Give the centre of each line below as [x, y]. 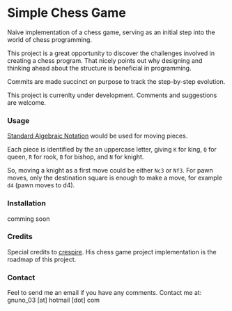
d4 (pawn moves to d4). [41, 185]
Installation [27, 203]
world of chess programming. [50, 39]
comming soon [29, 219]
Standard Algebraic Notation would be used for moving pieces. [98, 136]
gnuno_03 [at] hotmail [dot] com [53, 300]
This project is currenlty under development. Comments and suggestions [112, 95]
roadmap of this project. [42, 259]
